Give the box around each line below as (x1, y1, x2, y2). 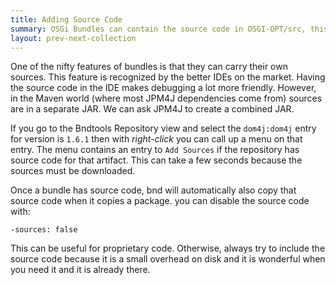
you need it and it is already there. (10, 264, 151, 276)
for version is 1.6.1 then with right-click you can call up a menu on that (10, 133, 303, 145)
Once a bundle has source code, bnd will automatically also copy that (10, 184, 297, 196)
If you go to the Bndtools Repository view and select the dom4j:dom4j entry (10, 122, 317, 135)
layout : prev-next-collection (10, 33, 137, 43)
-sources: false (10, 225, 78, 235)
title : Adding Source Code (10, 14, 123, 25)
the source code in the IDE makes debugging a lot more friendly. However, (10, 82, 317, 94)
